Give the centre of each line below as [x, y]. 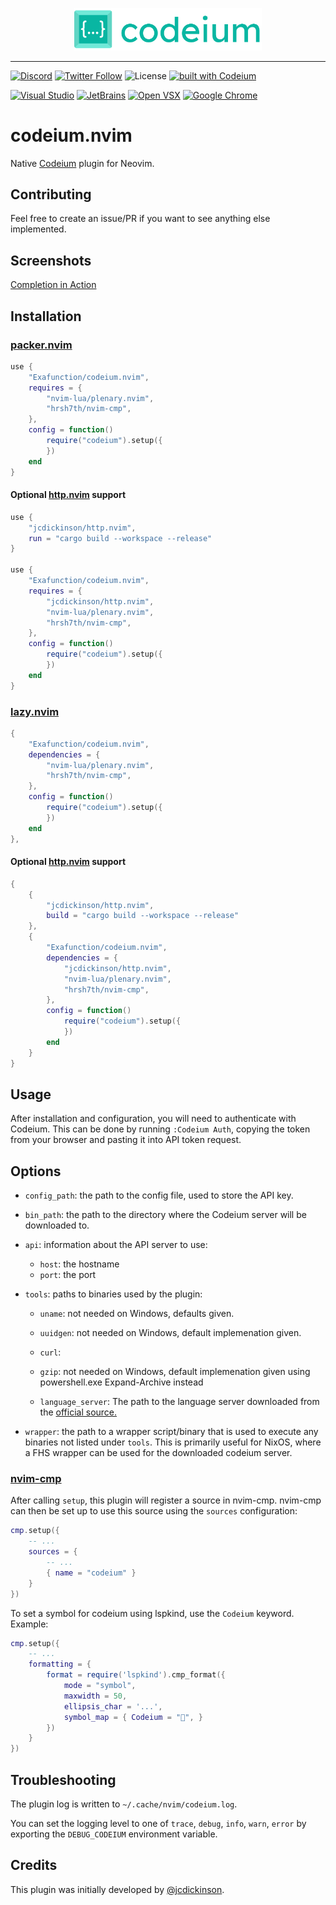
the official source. [78, 1412]
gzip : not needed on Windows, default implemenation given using [175, 1372]
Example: [29, 1624]
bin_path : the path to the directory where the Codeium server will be [165, 1215]
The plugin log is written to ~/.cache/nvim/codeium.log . [124, 1804]
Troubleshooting [63, 1779]
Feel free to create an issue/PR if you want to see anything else [140, 219]
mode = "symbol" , [100, 1686]
